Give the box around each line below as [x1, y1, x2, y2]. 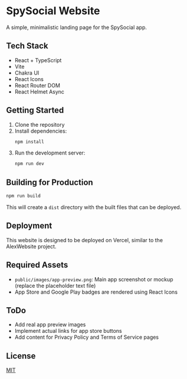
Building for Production [6, 177, 93, 187]
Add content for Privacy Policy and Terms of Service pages [14, 333, 159, 341]
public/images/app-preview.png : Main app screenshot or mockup [14, 275, 173, 282]
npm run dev [14, 161, 44, 167]
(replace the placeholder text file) [14, 282, 96, 289]
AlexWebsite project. [6, 243, 57, 250]
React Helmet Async [14, 88, 65, 95]
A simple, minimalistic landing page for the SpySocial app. [6, 24, 147, 31]
